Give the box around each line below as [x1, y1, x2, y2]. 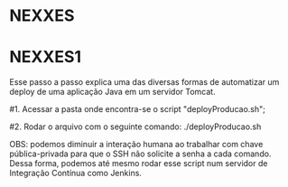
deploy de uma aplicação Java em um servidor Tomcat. [9, 87, 216, 98]
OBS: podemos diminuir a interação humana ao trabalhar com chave [9, 139, 264, 150]
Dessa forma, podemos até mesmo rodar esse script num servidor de [9, 158, 268, 169]
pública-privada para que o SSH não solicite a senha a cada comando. [9, 148, 272, 159]
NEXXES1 [9, 47, 82, 68]
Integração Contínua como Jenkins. [9, 168, 143, 179]
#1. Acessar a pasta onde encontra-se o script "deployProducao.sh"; [9, 104, 266, 115]
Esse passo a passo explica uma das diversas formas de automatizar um [9, 77, 280, 88]
